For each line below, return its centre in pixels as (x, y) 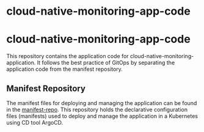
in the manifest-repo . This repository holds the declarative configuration (97, 109)
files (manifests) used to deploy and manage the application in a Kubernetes (102, 116)
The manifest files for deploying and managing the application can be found (102, 103)
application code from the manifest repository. (65, 69)
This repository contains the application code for (68, 56)
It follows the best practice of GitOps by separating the (106, 63)
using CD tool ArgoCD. (35, 122)
